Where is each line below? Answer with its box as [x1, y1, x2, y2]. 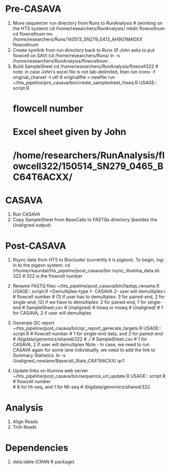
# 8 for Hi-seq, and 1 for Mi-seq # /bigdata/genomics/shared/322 [12, 384, 151, 390]
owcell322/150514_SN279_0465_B [12, 160, 164, 172]
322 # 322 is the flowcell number [12, 273, 83, 279]
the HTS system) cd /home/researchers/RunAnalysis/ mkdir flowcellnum [12, 25, 165, 31]
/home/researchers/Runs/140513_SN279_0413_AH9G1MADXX [12, 36, 143, 42]
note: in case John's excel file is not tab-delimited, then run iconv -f [12, 68, 156, 74]
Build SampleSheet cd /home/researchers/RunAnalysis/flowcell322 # [12, 63, 158, 69]
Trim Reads [12, 424, 37, 430]
